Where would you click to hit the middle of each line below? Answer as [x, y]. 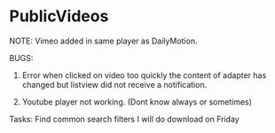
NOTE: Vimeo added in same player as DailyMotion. [103, 41]
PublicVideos [59, 16]
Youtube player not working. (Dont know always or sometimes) [137, 102]
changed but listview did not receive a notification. [114, 84]
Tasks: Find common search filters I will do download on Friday [124, 119]
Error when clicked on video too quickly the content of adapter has [144, 75]
